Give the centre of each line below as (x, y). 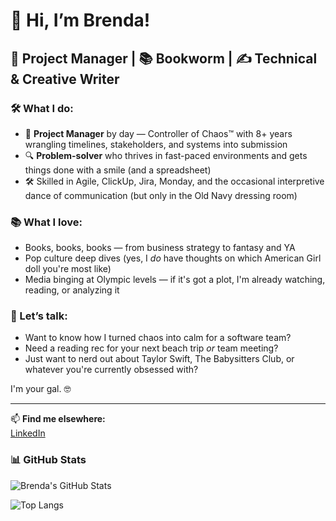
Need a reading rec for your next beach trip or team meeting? (151, 348)
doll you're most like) (68, 269)
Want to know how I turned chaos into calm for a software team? (158, 338)
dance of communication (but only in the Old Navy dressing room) (161, 195)
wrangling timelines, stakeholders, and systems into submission (156, 144)
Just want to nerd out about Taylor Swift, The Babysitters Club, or (159, 359)
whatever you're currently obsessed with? (111, 370)
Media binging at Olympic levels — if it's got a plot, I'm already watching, (175, 280)
